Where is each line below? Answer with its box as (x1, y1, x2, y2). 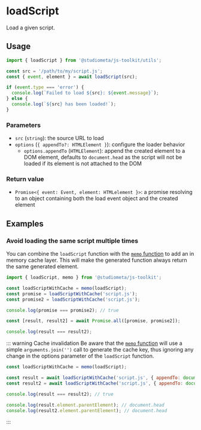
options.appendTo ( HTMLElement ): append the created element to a (23, 147, 185, 155)
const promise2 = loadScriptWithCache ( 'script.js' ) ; (6, 296, 141, 302)
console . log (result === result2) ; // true (6, 391, 114, 397)
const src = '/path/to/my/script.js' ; (6, 68, 103, 74)
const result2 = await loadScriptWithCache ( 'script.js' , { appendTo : (6, 380, 184, 386)
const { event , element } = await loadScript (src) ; (6, 74, 138, 80)
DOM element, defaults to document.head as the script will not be (23, 154, 182, 161)
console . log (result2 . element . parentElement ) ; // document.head (6, 407, 167, 414)
